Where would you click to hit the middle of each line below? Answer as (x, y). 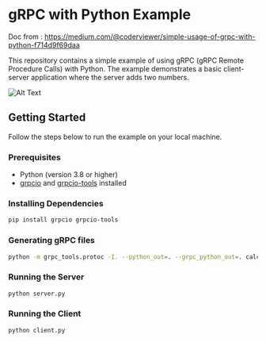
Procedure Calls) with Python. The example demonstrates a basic (115, 68)
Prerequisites (34, 157)
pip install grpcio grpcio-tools (63, 220)
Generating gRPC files (51, 240)
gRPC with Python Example (100, 15)
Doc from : (26, 37)
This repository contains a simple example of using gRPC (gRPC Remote (126, 60)
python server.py (37, 294)
